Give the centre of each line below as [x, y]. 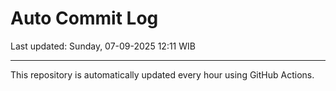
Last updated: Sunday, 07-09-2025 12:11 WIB [103, 46]
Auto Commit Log [84, 18]
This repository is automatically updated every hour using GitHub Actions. [162, 74]
